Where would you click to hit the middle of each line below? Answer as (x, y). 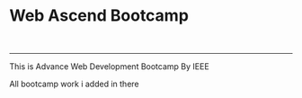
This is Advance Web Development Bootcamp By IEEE (109, 66)
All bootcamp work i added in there (74, 84)
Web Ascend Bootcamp (99, 16)
